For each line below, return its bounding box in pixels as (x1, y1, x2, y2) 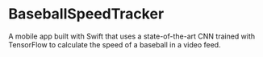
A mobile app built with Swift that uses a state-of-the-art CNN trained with (8, 31, 256, 41)
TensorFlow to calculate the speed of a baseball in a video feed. (8, 39, 221, 49)
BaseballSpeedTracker (8, 5, 165, 23)
